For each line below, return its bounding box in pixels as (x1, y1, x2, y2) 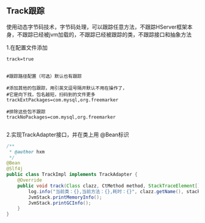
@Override (17, 177, 43, 183)
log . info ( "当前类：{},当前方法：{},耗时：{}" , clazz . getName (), (28, 188, 184, 194)
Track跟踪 (6, 5, 45, 16)
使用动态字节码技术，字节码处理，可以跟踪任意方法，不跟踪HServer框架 (6, 23, 188, 31)
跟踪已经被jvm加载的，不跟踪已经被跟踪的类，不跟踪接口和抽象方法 (22, 31, 192, 38)
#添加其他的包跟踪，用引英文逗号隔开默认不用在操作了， (6, 85, 128, 91)
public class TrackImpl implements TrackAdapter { (6, 172, 138, 178)
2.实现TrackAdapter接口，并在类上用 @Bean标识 (6, 131, 129, 138)
